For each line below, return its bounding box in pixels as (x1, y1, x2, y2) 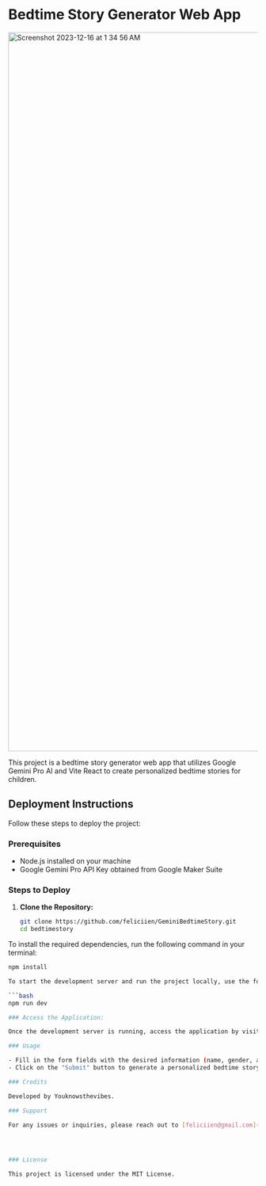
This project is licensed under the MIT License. (8, 1170, 176, 1178)
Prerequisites (8, 838, 61, 849)
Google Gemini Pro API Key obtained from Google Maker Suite (19, 865, 223, 875)
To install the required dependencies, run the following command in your (8, 940, 245, 949)
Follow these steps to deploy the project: (8, 818, 141, 828)
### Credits (8, 1077, 47, 1086)
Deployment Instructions (8, 798, 134, 811)
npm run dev (8, 999, 47, 1007)
